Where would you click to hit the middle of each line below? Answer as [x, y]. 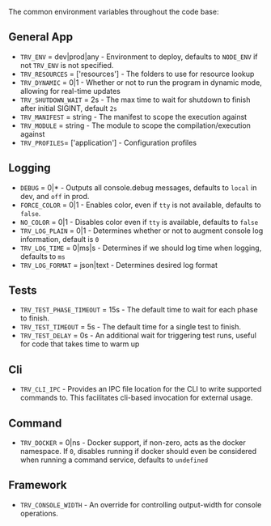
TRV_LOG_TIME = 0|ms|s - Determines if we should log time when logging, [141, 248]
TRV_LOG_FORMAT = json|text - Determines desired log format [119, 265]
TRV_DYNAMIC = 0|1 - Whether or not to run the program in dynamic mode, [141, 82]
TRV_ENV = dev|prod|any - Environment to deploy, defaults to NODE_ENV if [139, 57]
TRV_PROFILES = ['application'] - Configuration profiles [108, 142]
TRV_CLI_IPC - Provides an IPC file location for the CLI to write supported [141, 389]
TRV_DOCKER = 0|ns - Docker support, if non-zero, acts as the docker [133, 443]
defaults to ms [43, 256]
